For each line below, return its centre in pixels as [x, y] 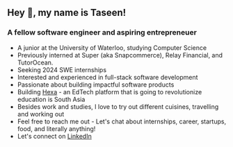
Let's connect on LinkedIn [54, 136]
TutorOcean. [35, 62]
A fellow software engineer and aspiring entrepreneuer [102, 33]
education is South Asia [51, 99]
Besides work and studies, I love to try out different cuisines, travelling [118, 106]
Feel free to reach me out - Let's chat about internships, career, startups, [122, 121]
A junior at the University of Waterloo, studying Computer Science [112, 47]
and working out [41, 114]
